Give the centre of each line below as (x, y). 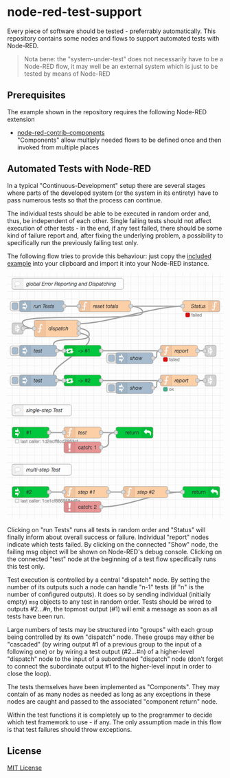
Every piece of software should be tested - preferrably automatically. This (112, 31)
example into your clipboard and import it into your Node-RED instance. (108, 263)
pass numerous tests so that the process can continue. (85, 200)
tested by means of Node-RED (67, 74)
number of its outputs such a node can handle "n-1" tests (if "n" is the (106, 587)
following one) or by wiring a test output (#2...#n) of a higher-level (101, 651)
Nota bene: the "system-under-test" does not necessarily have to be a (124, 59)
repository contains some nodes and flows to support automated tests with (113, 38)
